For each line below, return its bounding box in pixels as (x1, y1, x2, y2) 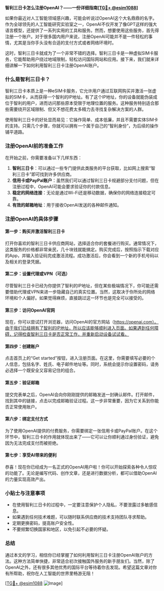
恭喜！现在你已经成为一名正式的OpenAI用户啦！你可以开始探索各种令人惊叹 (5, 464, 157, 470)
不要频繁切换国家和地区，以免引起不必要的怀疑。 (12, 526, 111, 532)
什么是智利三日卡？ (5, 76, 50, 82)
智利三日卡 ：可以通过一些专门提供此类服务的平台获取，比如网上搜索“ (12, 165, 151, 171)
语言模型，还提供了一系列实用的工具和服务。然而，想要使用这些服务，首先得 (5, 27, 159, 33)
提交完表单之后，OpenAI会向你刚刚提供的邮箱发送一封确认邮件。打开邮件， (5, 391, 157, 397)
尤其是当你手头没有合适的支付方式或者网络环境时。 (13, 40, 116, 46)
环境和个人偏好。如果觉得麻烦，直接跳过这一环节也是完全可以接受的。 (5, 295, 146, 301)
